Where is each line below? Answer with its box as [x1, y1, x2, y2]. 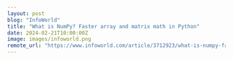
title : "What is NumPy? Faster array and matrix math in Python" [7, 23, 200, 30]
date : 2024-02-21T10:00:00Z [7, 29, 89, 37]
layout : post [7, 10, 45, 17]
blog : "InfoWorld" [7, 17, 60, 23]
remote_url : [7, 42, 42, 49]
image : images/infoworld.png [7, 36, 92, 43]
